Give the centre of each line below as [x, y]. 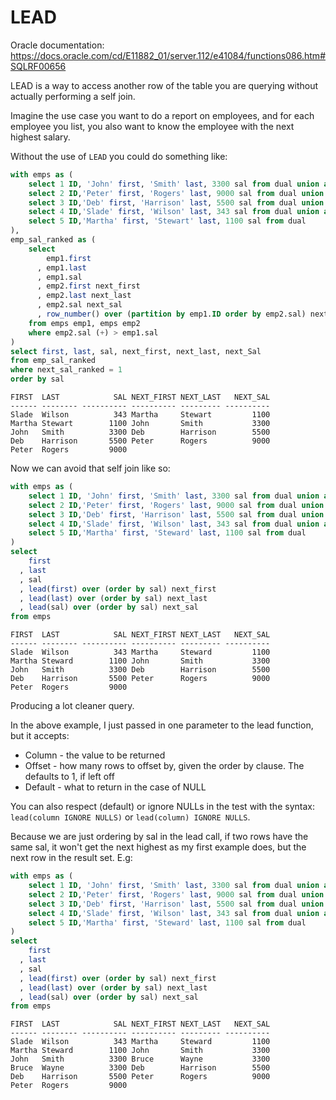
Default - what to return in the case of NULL [115, 787]
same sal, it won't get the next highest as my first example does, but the [158, 847]
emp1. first [69, 258]
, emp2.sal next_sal [79, 305]
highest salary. [40, 137]
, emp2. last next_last [84, 296]
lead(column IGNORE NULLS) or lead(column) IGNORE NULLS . [130, 817]
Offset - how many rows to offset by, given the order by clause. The [164, 766]
